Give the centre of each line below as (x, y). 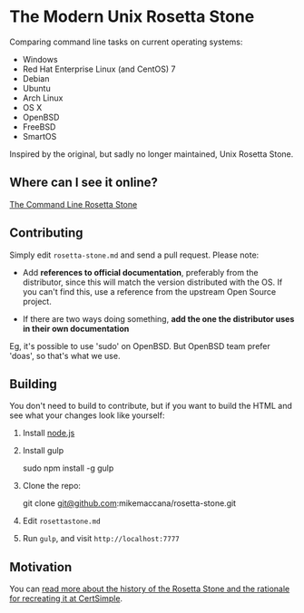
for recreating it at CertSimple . (66, 598)
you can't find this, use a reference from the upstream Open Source (149, 291)
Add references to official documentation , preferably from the (140, 272)
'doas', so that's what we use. (65, 355)
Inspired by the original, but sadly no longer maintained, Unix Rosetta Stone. (152, 154)
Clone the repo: (52, 486)
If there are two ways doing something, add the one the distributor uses (158, 318)
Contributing (46, 233)
